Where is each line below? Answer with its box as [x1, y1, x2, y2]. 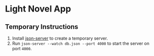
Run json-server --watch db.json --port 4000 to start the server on [12, 41, 150, 46]
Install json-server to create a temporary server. [12, 35, 108, 41]
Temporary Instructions [5, 23, 79, 31]
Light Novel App [5, 3, 71, 14]
